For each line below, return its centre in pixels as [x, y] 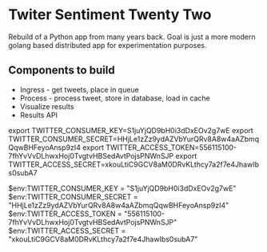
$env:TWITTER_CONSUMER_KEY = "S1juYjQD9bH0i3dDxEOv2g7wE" [122, 188]
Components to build [62, 71]
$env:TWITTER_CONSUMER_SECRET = [73, 196]
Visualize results [47, 106]
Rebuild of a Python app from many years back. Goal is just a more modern [132, 37]
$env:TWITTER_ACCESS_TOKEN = [65, 214]
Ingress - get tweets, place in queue [80, 89]
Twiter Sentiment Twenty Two [110, 15]
